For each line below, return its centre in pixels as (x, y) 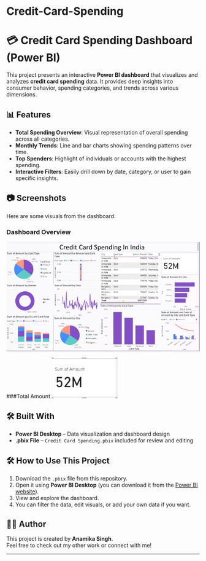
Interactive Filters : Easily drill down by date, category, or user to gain (103, 171)
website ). (27, 492)
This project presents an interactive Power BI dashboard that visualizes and (102, 75)
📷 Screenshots (36, 198)
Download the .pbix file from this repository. (71, 479)
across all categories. (42, 139)
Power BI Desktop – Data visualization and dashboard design (93, 434)
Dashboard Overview (39, 232)
